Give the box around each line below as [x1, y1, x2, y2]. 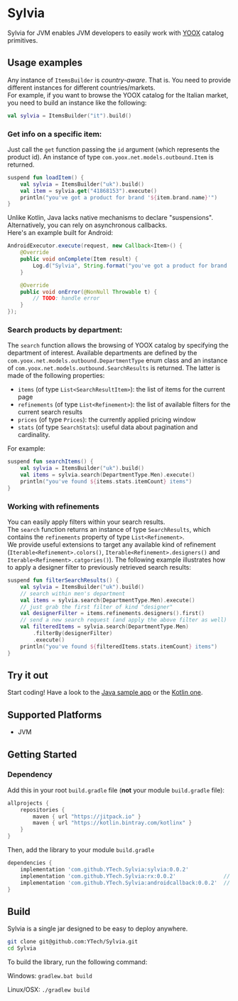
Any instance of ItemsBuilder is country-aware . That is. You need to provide [7, 75, 231, 84]
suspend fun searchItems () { [7, 458, 94, 466]
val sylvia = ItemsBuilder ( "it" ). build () [7, 112, 132, 119]
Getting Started [7, 748, 77, 760]
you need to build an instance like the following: [7, 98, 147, 107]
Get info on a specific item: [7, 129, 102, 139]
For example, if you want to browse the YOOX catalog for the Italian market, [7, 90, 229, 99]
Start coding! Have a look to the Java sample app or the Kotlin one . [7, 688, 203, 697]
